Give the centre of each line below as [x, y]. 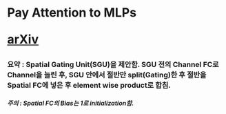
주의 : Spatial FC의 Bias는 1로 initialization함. [71, 103]
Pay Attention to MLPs [72, 13]
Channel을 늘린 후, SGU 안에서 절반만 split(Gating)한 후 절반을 [107, 75]
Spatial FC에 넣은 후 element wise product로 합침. [89, 86]
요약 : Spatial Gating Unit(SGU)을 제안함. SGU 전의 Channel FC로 [113, 65]
